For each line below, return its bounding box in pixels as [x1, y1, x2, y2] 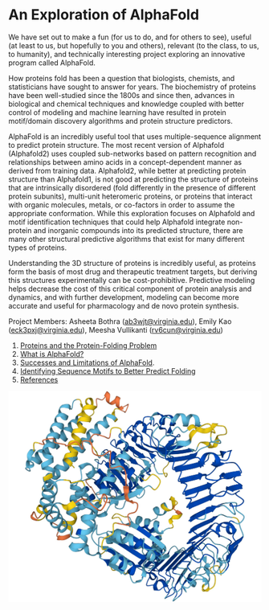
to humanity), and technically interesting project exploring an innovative [8, 49, 246, 59]
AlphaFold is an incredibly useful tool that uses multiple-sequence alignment [8, 131, 262, 141]
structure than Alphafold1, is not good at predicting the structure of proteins [8, 174, 259, 184]
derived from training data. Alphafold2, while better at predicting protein [8, 166, 247, 175]
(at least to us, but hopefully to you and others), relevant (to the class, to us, [8, 40, 259, 50]
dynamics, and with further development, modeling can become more [8, 292, 239, 302]
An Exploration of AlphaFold [8, 6, 199, 24]
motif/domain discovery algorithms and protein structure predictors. [8, 116, 233, 125]
